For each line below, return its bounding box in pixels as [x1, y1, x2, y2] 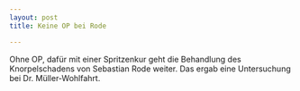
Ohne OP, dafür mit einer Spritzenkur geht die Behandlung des [9, 54, 241, 64]
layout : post [9, 12, 59, 22]
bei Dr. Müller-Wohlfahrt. [9, 72, 101, 83]
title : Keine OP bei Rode [9, 21, 106, 30]
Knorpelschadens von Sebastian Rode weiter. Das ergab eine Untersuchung [9, 63, 291, 74]
